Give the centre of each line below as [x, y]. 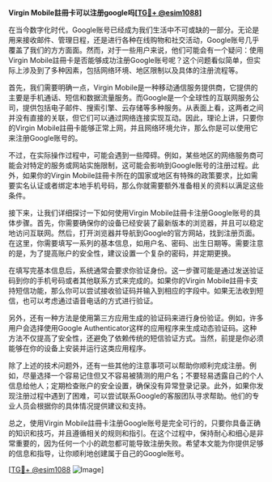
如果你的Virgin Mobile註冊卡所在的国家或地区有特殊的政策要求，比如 [136, 175]
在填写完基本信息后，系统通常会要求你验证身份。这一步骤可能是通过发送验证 [136, 271]
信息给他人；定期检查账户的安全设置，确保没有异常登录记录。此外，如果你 [132, 386]
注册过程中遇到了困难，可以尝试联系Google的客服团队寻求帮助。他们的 [134, 396]
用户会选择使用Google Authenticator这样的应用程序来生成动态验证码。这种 [133, 328]
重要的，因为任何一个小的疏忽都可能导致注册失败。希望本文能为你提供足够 [139, 443]
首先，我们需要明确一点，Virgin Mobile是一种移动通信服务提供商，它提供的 [133, 87]
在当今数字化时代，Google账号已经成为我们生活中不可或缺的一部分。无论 [130, 30]
